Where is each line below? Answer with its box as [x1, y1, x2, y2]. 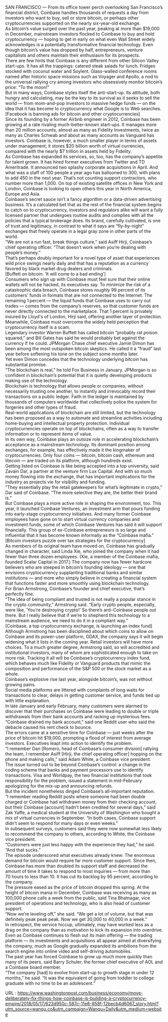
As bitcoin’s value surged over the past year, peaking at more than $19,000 [5, 26, 159, 32]
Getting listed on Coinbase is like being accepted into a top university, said [5, 463, 159, 469]
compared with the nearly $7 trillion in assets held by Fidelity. [5, 148, 132, 154]
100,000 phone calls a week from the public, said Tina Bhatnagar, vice [5, 895, 150, 901]
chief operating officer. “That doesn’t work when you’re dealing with [5, 244, 146, 250]
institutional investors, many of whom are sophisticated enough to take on [5, 650, 158, 656]
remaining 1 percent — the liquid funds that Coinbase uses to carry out [5, 298, 151, 303]
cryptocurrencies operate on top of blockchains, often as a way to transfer [5, 426, 159, 431]
